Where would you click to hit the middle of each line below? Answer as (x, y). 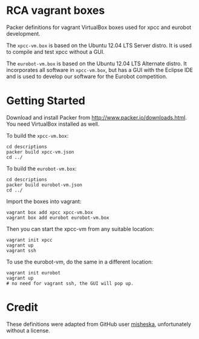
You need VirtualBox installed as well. (53, 124)
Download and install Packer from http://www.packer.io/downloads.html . (97, 117)
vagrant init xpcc (29, 240)
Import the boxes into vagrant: (44, 201)
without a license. (28, 331)
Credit (22, 307)
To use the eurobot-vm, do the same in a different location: (80, 262)
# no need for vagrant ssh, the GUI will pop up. (70, 283)
